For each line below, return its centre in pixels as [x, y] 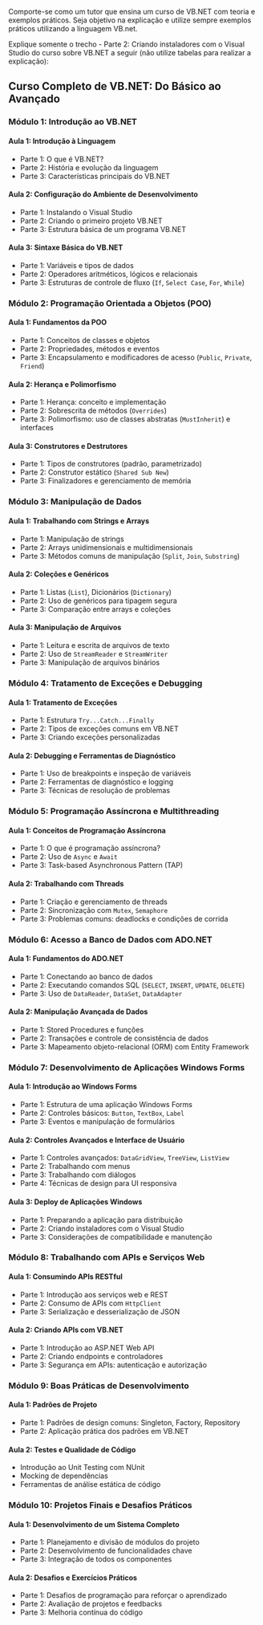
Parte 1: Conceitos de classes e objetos [85, 340]
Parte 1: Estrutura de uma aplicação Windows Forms [106, 1105]
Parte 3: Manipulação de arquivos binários [90, 662]
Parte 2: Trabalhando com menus [75, 1167]
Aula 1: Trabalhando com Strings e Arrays [79, 520]
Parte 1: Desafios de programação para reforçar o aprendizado [123, 1595]
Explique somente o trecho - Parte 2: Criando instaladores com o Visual [127, 44]
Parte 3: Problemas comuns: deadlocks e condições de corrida [124, 918]
